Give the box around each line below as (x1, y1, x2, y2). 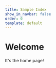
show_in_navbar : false (5, 12, 51, 17)
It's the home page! (5, 58, 44, 64)
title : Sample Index (5, 7, 47, 12)
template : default (5, 20, 42, 26)
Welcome (5, 42, 44, 52)
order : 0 (5, 16, 23, 21)
